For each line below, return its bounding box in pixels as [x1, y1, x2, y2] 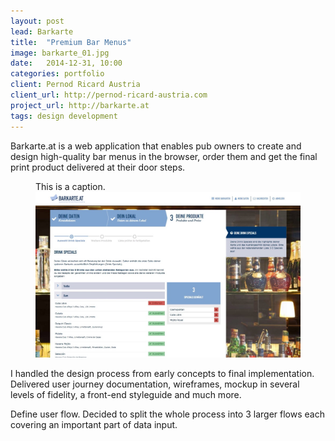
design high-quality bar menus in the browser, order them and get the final [10, 150, 318, 162]
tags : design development [10, 111, 118, 121]
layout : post [10, 16, 65, 26]
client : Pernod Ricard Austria [10, 80, 141, 90]
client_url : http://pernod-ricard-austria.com [10, 90, 208, 100]
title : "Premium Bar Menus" [10, 37, 132, 47]
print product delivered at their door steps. [10, 161, 186, 173]
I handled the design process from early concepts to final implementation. [10, 367, 315, 379]
